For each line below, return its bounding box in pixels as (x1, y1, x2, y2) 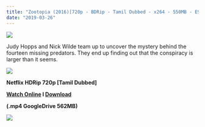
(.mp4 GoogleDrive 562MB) (6, 102, 78, 109)
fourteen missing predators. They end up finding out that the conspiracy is (6, 49, 193, 57)
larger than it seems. (6, 55, 58, 63)
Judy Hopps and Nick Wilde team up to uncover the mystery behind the (6, 43, 187, 50)
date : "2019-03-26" (6, 15, 56, 21)
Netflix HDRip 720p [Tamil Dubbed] (6, 78, 98, 86)
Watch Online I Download (6, 91, 72, 98)
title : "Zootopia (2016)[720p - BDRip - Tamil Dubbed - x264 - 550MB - (6, 9, 192, 15)
